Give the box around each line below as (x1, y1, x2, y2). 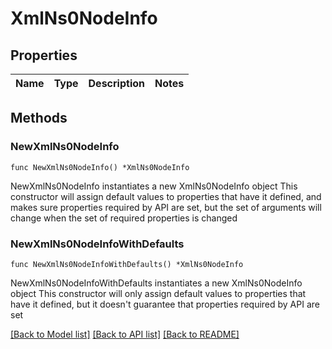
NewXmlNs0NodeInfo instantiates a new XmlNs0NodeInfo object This (10, 180, 298, 192)
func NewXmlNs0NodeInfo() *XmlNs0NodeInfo (10, 162, 190, 172)
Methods (10, 110, 68, 127)
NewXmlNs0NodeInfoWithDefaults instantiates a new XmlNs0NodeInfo (10, 277, 303, 289)
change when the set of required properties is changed (10, 212, 238, 224)
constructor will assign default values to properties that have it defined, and (10, 190, 322, 202)
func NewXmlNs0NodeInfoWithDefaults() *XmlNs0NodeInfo (10, 259, 244, 269)
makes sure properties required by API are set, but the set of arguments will (10, 201, 322, 213)
